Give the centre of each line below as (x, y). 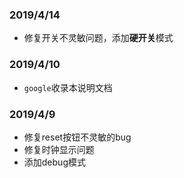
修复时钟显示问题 (59, 149)
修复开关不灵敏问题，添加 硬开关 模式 (98, 38)
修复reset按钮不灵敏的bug (77, 137)
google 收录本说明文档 (68, 87)
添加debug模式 (54, 162)
